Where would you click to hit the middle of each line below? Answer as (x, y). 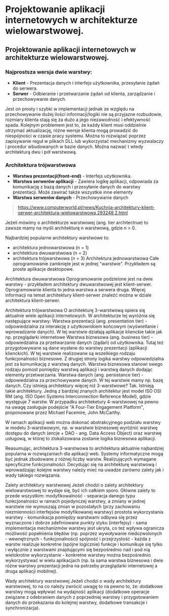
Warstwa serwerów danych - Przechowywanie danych (70, 198)
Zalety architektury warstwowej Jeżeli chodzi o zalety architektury (74, 485)
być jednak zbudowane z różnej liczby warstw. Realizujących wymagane (81, 459)
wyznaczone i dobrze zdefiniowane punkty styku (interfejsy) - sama (76, 523)
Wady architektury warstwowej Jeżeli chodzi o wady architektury (73, 581)
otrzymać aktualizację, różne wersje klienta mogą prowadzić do (72, 130)
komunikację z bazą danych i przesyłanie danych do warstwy (76, 187)
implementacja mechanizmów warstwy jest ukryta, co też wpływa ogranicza (85, 528)
